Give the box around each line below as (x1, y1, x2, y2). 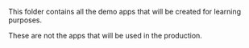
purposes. (8, 15, 43, 25)
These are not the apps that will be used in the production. (8, 31, 203, 40)
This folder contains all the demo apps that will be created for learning (8, 7, 242, 16)
